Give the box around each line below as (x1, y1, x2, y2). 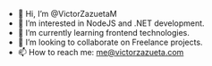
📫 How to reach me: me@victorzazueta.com (17, 47, 184, 57)
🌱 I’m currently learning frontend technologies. (17, 28, 190, 37)
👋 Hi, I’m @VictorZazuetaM (17, 9, 118, 19)
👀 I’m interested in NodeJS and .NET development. (17, 18, 205, 29)
